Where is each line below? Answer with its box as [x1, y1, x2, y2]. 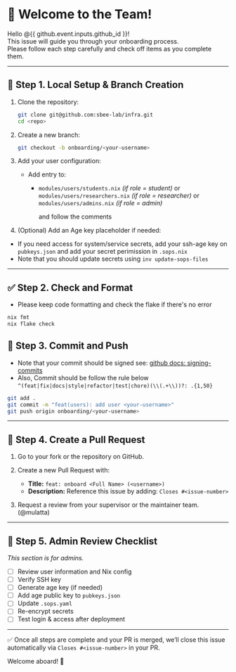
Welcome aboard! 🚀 [7, 657, 65, 666]
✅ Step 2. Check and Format [7, 281, 133, 294]
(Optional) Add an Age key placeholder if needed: [17, 226, 162, 235]
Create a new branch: [17, 130, 81, 139]
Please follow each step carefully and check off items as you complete [7, 44, 212, 53]
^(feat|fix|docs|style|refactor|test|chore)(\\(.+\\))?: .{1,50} [17, 382, 213, 389]
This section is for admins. [7, 554, 84, 562]
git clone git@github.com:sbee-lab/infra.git [17, 111, 153, 118]
